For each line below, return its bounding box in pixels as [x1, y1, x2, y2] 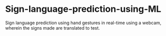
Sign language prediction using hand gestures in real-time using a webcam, [5, 20, 161, 26]
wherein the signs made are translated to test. [5, 25, 100, 31]
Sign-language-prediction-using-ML [5, 3, 161, 15]
